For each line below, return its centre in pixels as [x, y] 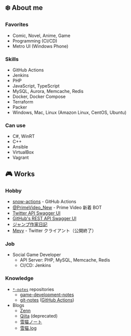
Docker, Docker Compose [39, 96]
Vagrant [20, 157]
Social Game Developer [36, 255]
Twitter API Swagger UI [36, 213]
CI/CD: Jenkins [35, 265]
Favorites [17, 24]
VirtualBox [23, 152]
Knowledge [19, 278]
